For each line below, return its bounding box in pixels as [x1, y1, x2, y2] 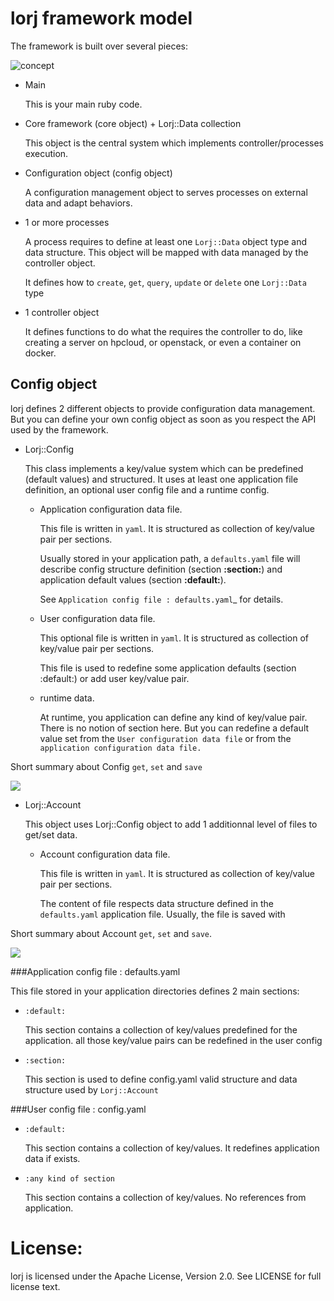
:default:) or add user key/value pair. [39, 672, 190, 684]
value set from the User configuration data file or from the [39, 732, 292, 744]
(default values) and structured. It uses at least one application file [24, 473, 299, 485]
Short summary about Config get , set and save [10, 760, 203, 772]
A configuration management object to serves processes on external [24, 186, 308, 198]
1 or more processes [24, 216, 110, 228]
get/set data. [24, 828, 78, 841]
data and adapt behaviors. [24, 197, 133, 209]
